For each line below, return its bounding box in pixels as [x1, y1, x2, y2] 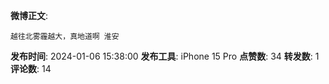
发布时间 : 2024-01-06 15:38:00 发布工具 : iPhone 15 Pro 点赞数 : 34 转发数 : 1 [10, 50, 320, 62]
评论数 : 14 [10, 63, 52, 74]
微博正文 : [10, 10, 49, 21]
